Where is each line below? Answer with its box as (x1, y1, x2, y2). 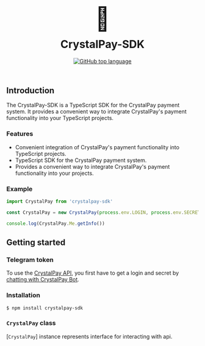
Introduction (6, 85, 55, 96)
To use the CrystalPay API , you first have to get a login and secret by (6, 269, 179, 277)
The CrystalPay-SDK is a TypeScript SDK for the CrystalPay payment (6, 102, 180, 109)
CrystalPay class (6, 319, 56, 327)
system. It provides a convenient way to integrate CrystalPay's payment (6, 108, 187, 115)
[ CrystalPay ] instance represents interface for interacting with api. (6, 333, 173, 340)
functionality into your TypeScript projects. (6, 115, 114, 122)
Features (6, 130, 34, 138)
